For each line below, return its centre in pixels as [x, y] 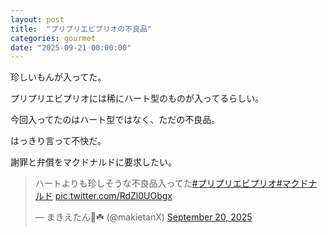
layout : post [37, 19]
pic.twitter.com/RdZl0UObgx [113, 196]
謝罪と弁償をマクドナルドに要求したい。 [93, 162]
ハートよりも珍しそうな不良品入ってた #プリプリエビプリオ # [158, 183]
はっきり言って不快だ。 [58, 141]
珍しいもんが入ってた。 [58, 77]
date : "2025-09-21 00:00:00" [71, 47]
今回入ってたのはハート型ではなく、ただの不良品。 [115, 120]
